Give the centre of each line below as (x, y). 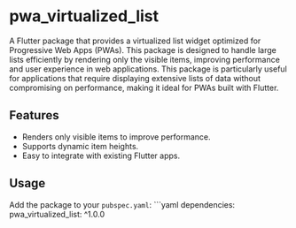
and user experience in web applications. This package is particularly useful (148, 69)
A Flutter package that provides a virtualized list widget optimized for (135, 41)
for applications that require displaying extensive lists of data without (135, 78)
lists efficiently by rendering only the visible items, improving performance (145, 59)
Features (34, 115)
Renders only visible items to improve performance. (116, 137)
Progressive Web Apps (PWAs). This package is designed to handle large (143, 49)
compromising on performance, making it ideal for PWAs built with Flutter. (144, 87)
